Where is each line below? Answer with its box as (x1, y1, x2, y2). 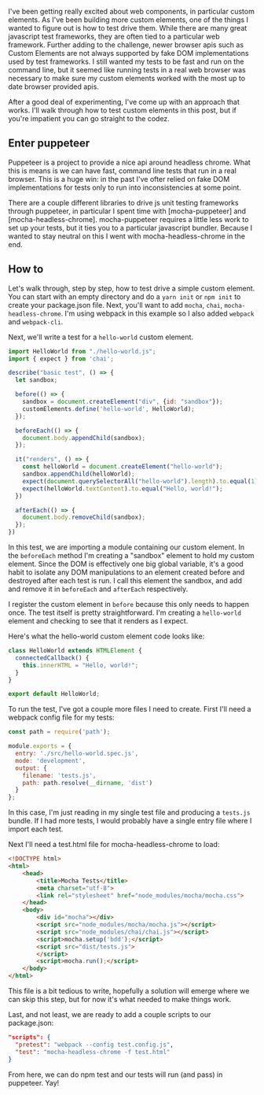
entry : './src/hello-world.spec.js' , (15, 749, 139, 757)
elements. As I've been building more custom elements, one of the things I (8, 15, 249, 24)
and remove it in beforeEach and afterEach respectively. (8, 584, 189, 594)
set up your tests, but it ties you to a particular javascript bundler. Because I (8, 223, 253, 232)
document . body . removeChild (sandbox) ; (22, 513, 146, 522)
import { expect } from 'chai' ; (8, 354, 114, 363)
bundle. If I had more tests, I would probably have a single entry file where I (8, 816, 252, 826)
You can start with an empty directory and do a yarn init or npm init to (8, 291, 241, 301)
